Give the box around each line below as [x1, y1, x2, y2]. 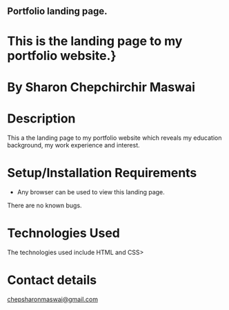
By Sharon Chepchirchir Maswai [7, 79, 195, 95]
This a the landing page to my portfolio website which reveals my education [7, 134, 222, 142]
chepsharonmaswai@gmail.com [7, 295, 99, 303]
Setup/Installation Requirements [7, 165, 197, 180]
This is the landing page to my [7, 33, 183, 49]
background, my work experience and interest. [7, 141, 140, 149]
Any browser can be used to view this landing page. [17, 187, 166, 196]
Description [7, 110, 76, 126]
